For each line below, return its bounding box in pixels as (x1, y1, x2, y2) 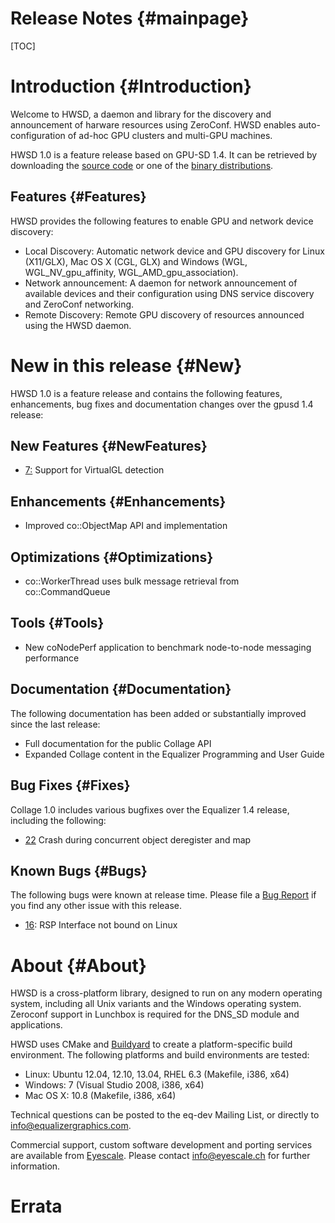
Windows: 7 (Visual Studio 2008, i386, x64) (24, 1079, 205, 1091)
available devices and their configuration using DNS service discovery (24, 287, 315, 299)
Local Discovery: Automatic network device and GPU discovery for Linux (24, 245, 325, 257)
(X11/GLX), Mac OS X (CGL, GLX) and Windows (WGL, (24, 255, 248, 267)
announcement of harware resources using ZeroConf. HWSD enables (10, 118, 297, 131)
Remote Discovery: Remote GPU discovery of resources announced (24, 308, 305, 321)
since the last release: (10, 718, 101, 730)
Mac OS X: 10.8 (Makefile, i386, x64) (24, 1090, 177, 1102)
